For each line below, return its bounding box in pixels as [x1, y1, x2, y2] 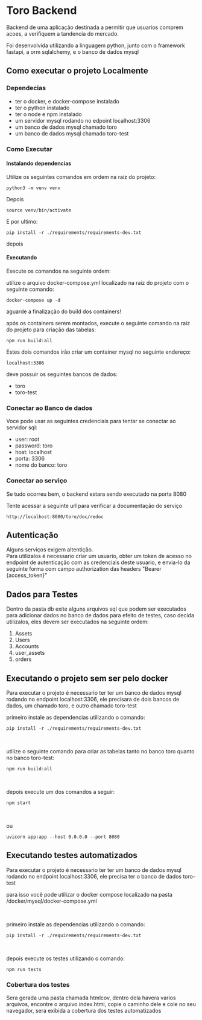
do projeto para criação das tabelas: [6, 326, 96, 333]
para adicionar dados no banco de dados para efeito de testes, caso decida [6, 612, 195, 619]
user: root [14, 436, 40, 443]
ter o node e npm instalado [14, 110, 83, 118]
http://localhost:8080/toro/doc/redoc [6, 513, 104, 520]
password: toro [14, 442, 53, 449]
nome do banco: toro [14, 461, 68, 469]
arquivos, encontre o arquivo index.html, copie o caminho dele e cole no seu [6, 1001, 196, 1008]
